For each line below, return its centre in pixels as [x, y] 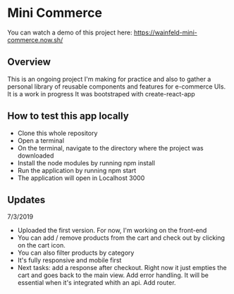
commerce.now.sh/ [35, 39]
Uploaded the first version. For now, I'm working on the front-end [112, 231]
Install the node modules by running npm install [86, 162]
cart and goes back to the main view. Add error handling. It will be [113, 275]
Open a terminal [41, 140]
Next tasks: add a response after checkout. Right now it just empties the [122, 268]
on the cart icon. [41, 245]
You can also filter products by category [76, 253]
